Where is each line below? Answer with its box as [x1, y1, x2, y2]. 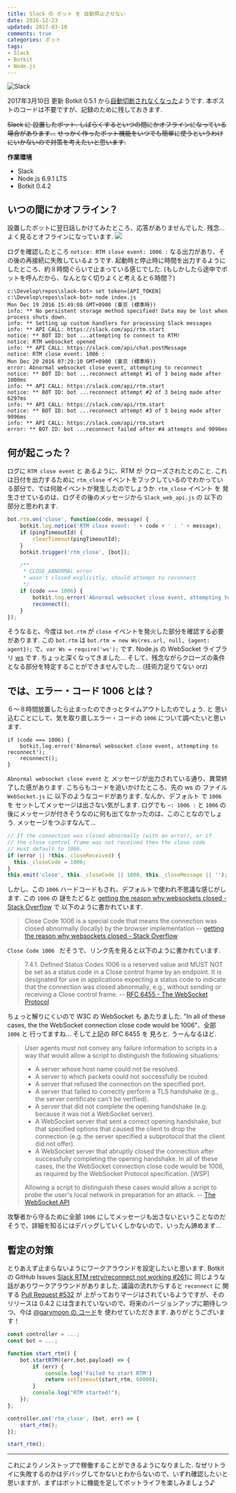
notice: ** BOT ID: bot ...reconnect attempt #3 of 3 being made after [7, 407, 221, 415]
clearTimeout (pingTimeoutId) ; [32, 535, 121, 542]
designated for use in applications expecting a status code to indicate [24, 975, 226, 984]
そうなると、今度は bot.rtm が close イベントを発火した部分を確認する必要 [7, 627, 225, 636]
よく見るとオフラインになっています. [7, 233, 114, 241]
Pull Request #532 [20, 1290, 75, 1299]
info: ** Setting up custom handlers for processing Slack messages [7, 320, 212, 327]
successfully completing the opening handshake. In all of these [34, 1155, 218, 1163]
